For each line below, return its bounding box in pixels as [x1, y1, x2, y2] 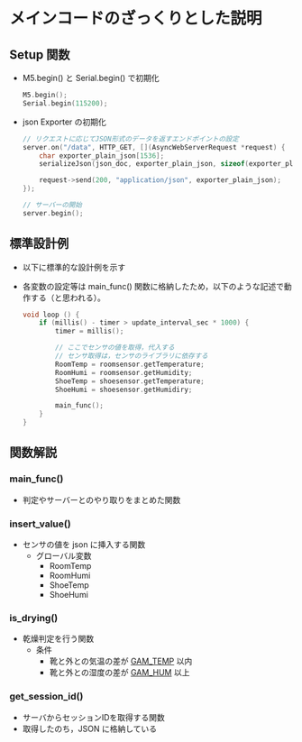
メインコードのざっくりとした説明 [9, 8, 263, 29]
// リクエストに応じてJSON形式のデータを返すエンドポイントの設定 [22, 134, 239, 143]
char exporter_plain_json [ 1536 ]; [39, 151, 165, 160]
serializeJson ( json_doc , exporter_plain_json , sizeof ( [39, 160, 250, 169]
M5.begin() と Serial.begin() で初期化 [22, 73, 160, 83]
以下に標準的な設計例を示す [22, 261, 126, 272]
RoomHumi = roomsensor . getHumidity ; [55, 368, 193, 377]
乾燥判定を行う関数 [22, 633, 95, 645]
